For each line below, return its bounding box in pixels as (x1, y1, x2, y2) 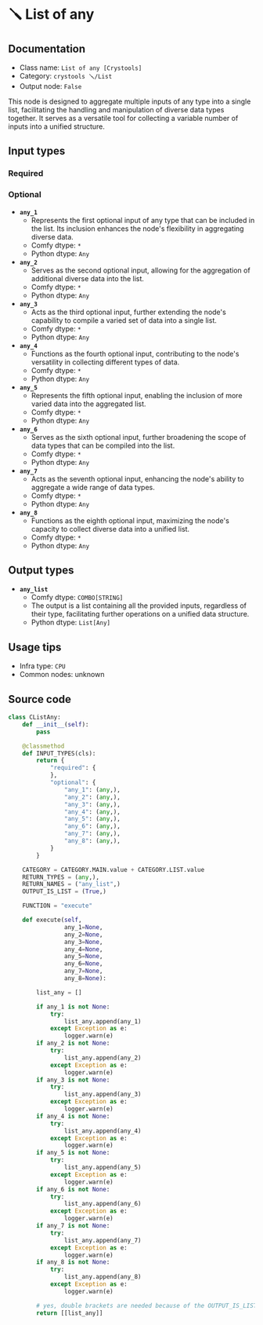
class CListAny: (8, 713, 61, 722)
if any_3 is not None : (36, 1076, 110, 1084)
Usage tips (8, 640, 62, 653)
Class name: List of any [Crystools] (19, 63, 142, 72)
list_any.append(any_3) (63, 1090, 142, 1099)
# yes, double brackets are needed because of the (36, 1301, 205, 1309)
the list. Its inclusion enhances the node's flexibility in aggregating (31, 224, 244, 233)
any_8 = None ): (63, 975, 107, 983)
